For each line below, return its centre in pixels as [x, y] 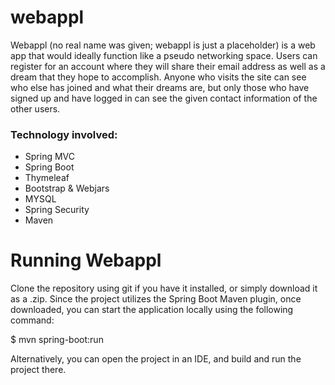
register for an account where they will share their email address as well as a [168, 66]
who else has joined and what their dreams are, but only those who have [160, 87]
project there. [38, 370]
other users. [35, 108]
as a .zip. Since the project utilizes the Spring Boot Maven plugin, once [156, 299]
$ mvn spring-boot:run [57, 340]
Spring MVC [50, 157]
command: [32, 320]
